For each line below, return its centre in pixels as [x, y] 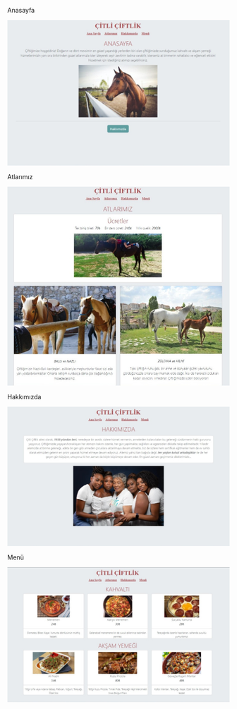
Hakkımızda [24, 396]
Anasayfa [21, 10]
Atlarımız [20, 177]
